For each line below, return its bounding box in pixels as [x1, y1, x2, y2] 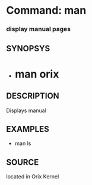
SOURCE [6, 157, 39, 167]
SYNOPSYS [6, 43, 50, 54]
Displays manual [6, 107, 46, 114]
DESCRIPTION [6, 91, 59, 101]
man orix [14, 67, 59, 81]
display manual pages [6, 25, 71, 33]
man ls [14, 140, 31, 147]
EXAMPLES [6, 124, 49, 134]
